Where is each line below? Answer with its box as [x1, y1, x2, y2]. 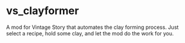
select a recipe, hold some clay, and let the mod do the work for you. [6, 29, 174, 37]
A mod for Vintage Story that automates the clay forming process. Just [6, 24, 179, 31]
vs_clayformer [6, 4, 79, 18]
